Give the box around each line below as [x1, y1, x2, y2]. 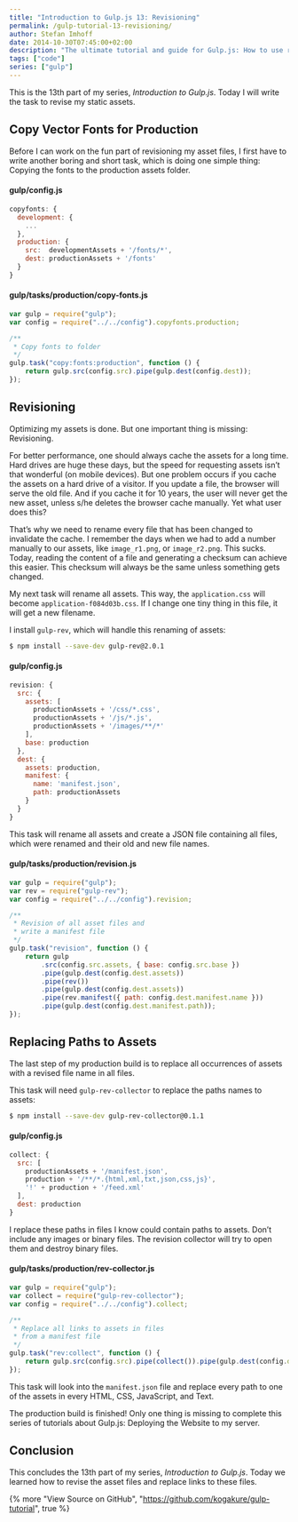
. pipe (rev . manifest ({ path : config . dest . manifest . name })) [41, 993, 264, 1002]
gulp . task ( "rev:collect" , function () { [9, 1349, 161, 1358]
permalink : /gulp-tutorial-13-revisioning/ [9, 21, 173, 30]
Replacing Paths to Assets [9, 1034, 157, 1049]
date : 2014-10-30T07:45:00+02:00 [9, 37, 133, 47]
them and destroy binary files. [9, 1243, 119, 1254]
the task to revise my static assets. [9, 96, 136, 107]
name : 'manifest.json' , [32, 779, 122, 789]
